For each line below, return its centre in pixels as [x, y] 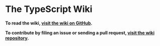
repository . [17, 38]
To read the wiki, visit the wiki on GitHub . [49, 23]
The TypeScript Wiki [49, 9]
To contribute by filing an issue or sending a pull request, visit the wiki [80, 32]
